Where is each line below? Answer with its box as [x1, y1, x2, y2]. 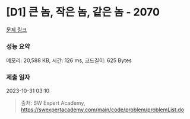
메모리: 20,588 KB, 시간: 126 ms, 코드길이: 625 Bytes [6, 57, 132, 64]
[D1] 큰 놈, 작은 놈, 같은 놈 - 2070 [6, 5, 160, 19]
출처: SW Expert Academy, [20, 99, 85, 107]
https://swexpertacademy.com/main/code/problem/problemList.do [20, 106, 185, 113]
